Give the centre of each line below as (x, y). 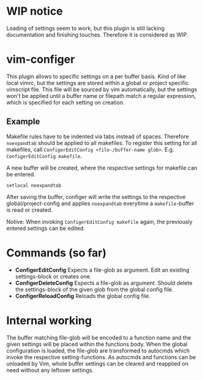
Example (23, 121)
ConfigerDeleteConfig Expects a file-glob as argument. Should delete (104, 283)
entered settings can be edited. (46, 228)
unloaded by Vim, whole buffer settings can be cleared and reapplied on (97, 363)
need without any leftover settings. (50, 370)
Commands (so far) (57, 253)
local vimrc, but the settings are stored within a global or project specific (98, 83)
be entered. (21, 174)
